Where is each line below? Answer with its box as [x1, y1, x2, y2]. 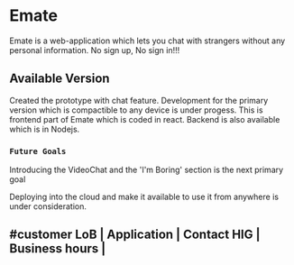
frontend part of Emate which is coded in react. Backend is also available [9, 114, 280, 124]
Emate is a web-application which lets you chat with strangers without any [9, 35, 286, 46]
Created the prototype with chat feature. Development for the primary [9, 95, 269, 105]
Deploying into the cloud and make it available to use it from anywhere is [9, 191, 280, 203]
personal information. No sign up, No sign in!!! [9, 44, 180, 55]
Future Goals [9, 146, 67, 156]
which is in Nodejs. [9, 123, 80, 134]
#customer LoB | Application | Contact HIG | [9, 227, 261, 242]
